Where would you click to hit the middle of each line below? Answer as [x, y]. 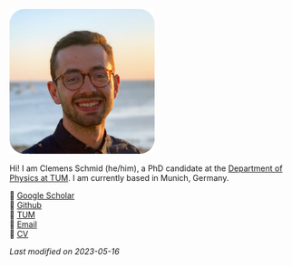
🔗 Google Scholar [42, 195]
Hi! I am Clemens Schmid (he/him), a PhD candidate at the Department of [146, 168]
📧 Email [24, 224]
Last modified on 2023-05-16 [64, 252]
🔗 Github [26, 205]
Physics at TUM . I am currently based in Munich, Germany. [119, 178]
